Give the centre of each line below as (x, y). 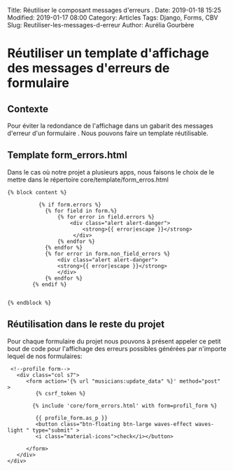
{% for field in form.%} (81, 211)
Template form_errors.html (67, 155)
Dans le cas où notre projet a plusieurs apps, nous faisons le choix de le (111, 172)
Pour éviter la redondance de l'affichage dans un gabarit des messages (110, 126)
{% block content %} (37, 192)
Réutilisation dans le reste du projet (86, 324)
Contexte (28, 109)
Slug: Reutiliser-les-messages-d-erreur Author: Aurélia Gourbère (101, 25)
